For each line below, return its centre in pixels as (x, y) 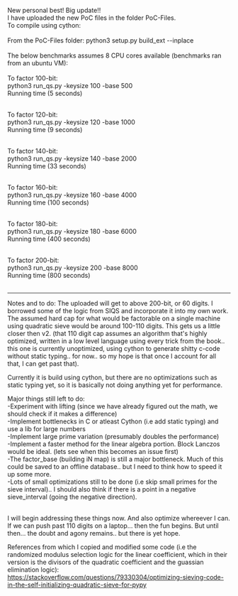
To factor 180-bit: (33, 224)
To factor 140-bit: (33, 151)
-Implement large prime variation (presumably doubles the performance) (113, 437)
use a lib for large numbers (47, 429)
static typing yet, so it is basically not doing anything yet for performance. (115, 385)
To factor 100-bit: (33, 78)
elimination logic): (33, 570)
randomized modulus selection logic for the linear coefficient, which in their (118, 554)
